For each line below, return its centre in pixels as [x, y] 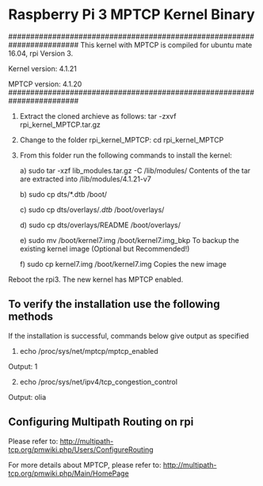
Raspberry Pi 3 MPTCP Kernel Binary [131, 15]
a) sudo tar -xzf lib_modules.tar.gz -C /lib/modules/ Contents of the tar [135, 170]
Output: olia [27, 397]
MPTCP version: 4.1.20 [45, 84]
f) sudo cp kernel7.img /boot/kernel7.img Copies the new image [123, 264]
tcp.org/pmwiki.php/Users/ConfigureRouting [81, 450]
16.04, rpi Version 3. [41, 53]
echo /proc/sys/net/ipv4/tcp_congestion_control [99, 382]
